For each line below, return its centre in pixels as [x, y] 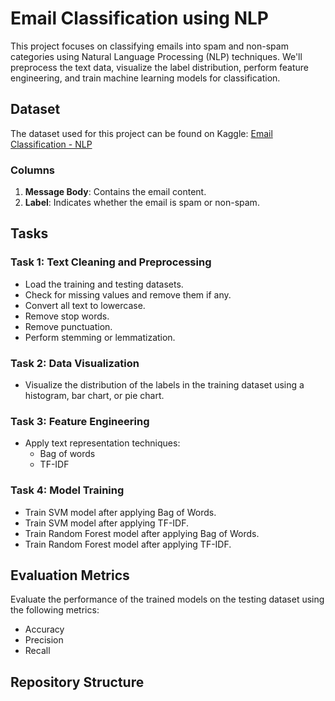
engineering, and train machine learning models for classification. [145, 78]
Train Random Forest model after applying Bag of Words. [142, 533]
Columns [33, 170]
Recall [37, 651]
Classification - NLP [51, 144]
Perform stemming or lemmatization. [100, 337]
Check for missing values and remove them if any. [128, 294]
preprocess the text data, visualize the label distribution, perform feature [159, 67]
